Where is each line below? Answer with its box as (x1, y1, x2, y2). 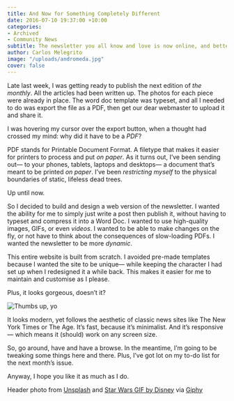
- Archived (7, 29, 39, 37)
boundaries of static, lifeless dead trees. (7, 175, 123, 183)
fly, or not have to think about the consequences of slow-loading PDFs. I (7, 232, 215, 240)
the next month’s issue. (7, 358, 74, 367)
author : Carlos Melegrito (7, 50, 82, 56)
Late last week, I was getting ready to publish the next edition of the (7, 81, 202, 89)
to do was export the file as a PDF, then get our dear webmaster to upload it (7, 103, 225, 112)
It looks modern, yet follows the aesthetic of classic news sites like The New (7, 315, 226, 324)
